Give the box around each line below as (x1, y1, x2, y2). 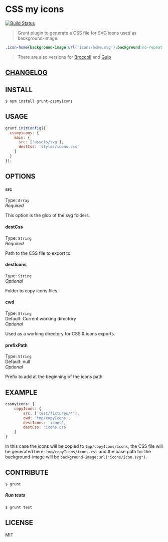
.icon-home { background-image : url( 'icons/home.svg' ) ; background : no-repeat (5, 45, 163, 50)
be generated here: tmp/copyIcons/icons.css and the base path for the (5, 449, 151, 455)
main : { (14, 135, 30, 140)
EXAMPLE (5, 388, 38, 397)
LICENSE (5, 518, 34, 527)
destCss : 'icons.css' (23, 425, 69, 430)
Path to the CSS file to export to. (5, 250, 72, 256)
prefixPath (5, 342, 28, 348)
